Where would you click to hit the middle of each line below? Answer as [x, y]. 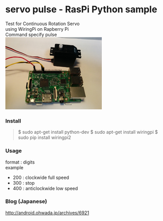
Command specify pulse [31, 34]
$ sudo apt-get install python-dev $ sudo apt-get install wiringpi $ [88, 132]
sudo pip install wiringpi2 [44, 137]
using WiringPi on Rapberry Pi [37, 29]
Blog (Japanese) [26, 202]
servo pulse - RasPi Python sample [81, 9]
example [14, 167]
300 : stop [24, 183]
